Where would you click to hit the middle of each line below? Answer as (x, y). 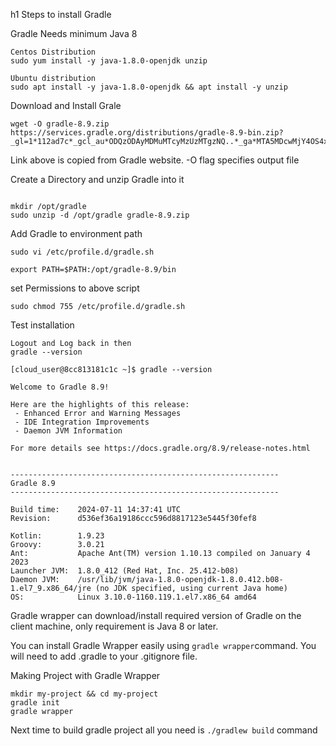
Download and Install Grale (66, 105)
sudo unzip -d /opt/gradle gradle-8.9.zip (100, 215)
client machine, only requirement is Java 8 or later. (114, 626)
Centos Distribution (53, 52)
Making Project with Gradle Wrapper (85, 675)
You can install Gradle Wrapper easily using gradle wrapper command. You (163, 645)
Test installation (42, 325)
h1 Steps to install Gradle (61, 14)
